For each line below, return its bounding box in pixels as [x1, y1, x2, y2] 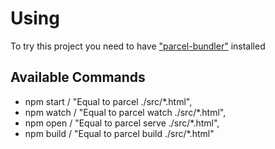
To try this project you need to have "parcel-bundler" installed [10, 40, 266, 52]
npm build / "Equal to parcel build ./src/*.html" [24, 127, 215, 139]
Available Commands [10, 69, 146, 86]
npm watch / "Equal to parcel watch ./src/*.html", [24, 106, 227, 118]
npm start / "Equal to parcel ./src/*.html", [24, 95, 193, 107]
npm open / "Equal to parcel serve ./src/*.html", [24, 117, 220, 129]
